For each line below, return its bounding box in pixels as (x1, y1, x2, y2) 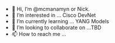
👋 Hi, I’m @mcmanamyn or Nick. (11, 6, 90, 12)
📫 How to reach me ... (11, 31, 66, 37)
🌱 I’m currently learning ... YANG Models (11, 18, 110, 24)
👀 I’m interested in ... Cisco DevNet (11, 12, 96, 19)
